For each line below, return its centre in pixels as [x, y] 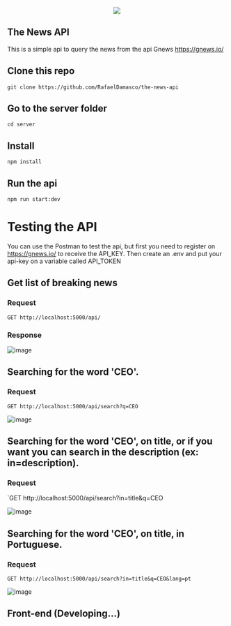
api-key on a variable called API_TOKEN [64, 261]
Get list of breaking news [63, 283]
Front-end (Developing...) [64, 614]
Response [24, 335]
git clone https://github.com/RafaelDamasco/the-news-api [93, 87]
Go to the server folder [57, 109]
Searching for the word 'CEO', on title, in [96, 534]
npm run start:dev [34, 200]
